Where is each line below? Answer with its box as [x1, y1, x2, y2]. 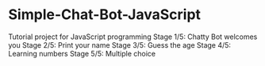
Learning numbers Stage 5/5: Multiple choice [8, 49, 156, 58]
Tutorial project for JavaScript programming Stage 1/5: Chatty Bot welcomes [8, 32, 258, 41]
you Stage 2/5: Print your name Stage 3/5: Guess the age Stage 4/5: [8, 40, 232, 49]
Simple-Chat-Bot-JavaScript [8, 6, 201, 24]
